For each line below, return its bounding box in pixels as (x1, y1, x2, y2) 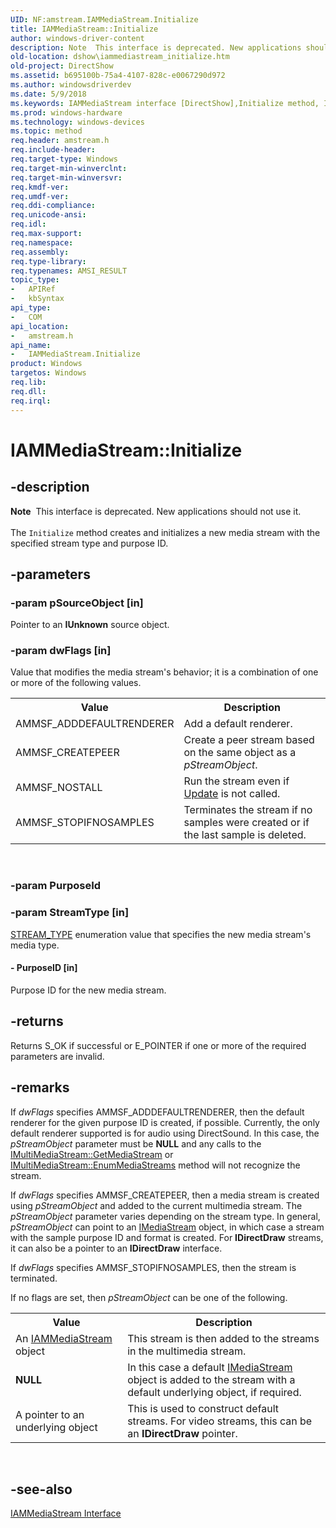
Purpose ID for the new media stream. (10, 984, 167, 996)
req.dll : (10, 386, 47, 396)
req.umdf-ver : (10, 191, 70, 201)
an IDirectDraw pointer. (127, 1426, 238, 1440)
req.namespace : (10, 237, 74, 248)
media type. (10, 939, 60, 951)
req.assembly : (10, 247, 70, 257)
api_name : (10, 340, 52, 350)
